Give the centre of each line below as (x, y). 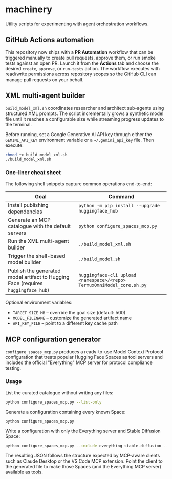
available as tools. (24, 472)
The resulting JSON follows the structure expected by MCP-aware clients (83, 456)
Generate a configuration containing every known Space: (66, 412)
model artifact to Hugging (39, 277)
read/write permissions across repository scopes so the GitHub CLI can (81, 74)
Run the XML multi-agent (38, 241)
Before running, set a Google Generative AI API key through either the (79, 134)
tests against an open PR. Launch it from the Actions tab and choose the (82, 63)
